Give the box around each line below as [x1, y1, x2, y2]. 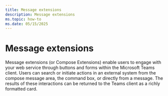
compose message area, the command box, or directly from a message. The [5, 75, 163, 81]
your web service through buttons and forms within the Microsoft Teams [5, 64, 155, 70]
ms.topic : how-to [5, 16, 42, 21]
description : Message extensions [5, 12, 75, 17]
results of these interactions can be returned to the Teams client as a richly [5, 80, 160, 86]
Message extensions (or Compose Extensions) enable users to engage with [5, 59, 161, 65]
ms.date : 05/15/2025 [5, 21, 49, 26]
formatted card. [5, 86, 38, 92]
